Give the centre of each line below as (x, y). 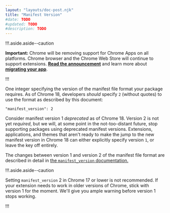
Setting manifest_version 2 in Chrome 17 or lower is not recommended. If (82, 180)
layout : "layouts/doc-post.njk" (39, 10)
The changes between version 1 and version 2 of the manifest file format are (85, 155)
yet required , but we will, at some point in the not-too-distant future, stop (81, 124)
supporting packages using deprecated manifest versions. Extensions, (79, 129)
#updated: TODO (21, 24)
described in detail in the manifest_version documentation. (67, 161)
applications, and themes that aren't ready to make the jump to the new (80, 134)
